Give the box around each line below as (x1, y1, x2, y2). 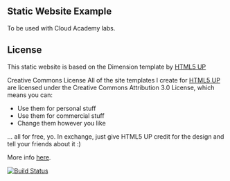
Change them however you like (17, 119, 106, 127)
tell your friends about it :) (7, 139, 81, 148)
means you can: (7, 90, 53, 99)
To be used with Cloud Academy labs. (7, 24, 116, 32)
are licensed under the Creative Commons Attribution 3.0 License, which (7, 83, 215, 92)
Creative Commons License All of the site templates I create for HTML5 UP (7, 76, 220, 84)
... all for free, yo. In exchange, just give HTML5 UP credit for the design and (7, 132, 224, 141)
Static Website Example (7, 6, 112, 17)
